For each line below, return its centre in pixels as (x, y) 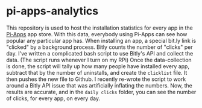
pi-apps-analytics (52, 11)
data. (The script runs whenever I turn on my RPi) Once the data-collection (99, 60)
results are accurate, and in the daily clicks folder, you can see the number (101, 92)
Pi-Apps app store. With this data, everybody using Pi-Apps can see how (97, 34)
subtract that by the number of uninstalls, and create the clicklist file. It (97, 72)
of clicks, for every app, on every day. (53, 98)
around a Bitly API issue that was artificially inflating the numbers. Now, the (99, 85)
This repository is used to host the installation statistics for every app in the (99, 28)
